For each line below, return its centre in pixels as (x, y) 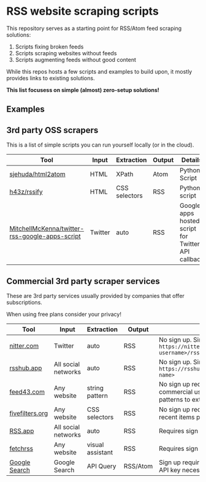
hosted (190, 221)
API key (170, 470)
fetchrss (21, 448)
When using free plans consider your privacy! (64, 314)
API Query (101, 466)
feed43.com (27, 392)
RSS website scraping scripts (83, 11)
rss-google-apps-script (45, 236)
